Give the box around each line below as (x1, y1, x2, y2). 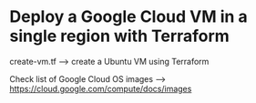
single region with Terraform (9, 26, 230, 46)
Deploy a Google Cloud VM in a (9, 6, 248, 27)
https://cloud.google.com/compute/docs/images (9, 83, 192, 94)
